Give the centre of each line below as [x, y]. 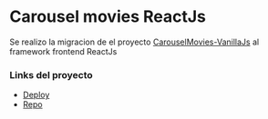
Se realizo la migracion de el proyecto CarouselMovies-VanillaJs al [134, 42]
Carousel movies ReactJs [108, 17]
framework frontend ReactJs [63, 51]
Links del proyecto [51, 74]
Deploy [36, 95]
